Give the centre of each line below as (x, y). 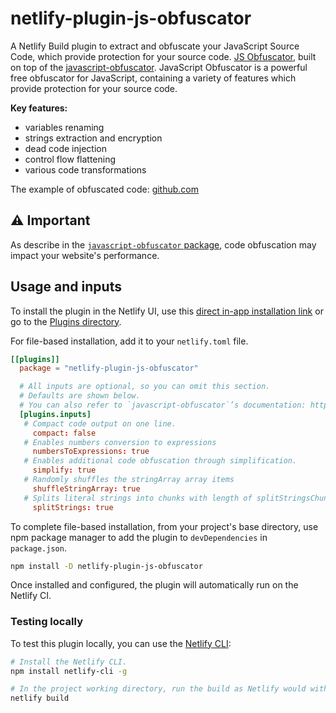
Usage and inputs (66, 287)
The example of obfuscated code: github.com (105, 189)
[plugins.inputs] (55, 414)
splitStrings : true (73, 507)
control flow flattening (70, 159)
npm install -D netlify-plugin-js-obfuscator (106, 566)
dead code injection (65, 148)
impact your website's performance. (85, 255)
